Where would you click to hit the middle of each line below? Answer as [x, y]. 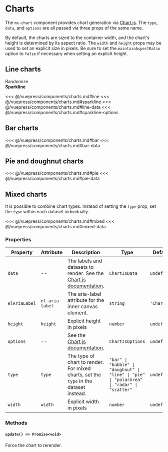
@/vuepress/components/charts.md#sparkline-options [62, 112]
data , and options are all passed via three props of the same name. [74, 28]
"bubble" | [122, 365]
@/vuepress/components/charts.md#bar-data [52, 145]
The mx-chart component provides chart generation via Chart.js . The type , [81, 23]
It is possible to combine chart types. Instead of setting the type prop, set [81, 206]
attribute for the [86, 300]
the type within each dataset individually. [47, 212]
